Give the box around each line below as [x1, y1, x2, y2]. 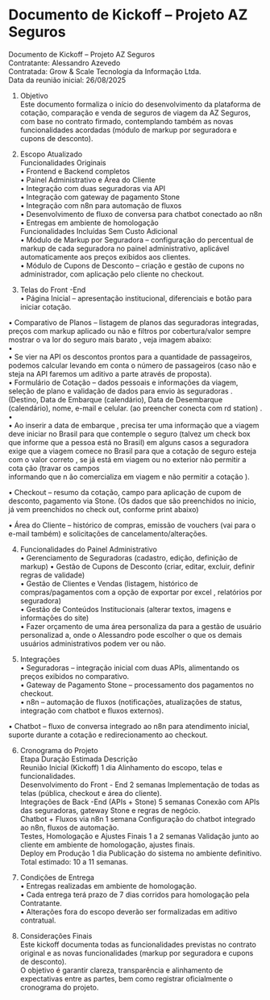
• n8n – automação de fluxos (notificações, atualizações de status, [19, 697, 243, 706]
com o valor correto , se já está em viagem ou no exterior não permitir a [8, 454, 247, 465]
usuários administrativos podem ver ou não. [19, 639, 167, 648]
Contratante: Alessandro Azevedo [8, 58, 121, 68]
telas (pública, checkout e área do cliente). [19, 788, 163, 798]
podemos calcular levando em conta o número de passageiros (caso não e [8, 360, 257, 370]
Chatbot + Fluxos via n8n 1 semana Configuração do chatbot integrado [19, 814, 255, 823]
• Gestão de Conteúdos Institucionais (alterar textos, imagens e [19, 604, 232, 614]
